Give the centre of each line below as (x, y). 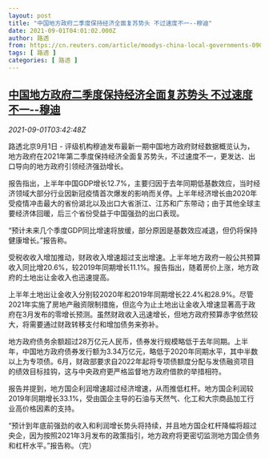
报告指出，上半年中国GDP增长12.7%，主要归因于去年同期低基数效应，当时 (131, 183)
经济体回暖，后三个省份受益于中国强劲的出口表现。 (99, 213)
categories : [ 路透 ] (43, 61)
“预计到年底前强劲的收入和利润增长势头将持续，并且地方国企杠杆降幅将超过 (133, 425)
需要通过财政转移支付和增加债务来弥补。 (96, 324)
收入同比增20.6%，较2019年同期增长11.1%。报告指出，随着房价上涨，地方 (130, 267)
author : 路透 (29, 38)
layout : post (30, 16)
